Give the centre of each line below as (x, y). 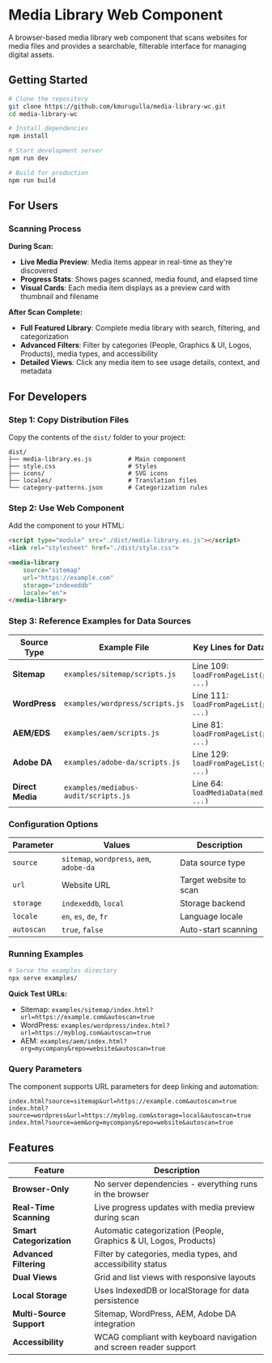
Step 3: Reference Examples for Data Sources (100, 621)
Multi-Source (39, 1314)
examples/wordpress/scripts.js (124, 703)
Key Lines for (219, 647)
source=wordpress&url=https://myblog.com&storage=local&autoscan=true (130, 1116)
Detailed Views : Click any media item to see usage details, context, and (140, 362)
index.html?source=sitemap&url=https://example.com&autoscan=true (123, 1102)
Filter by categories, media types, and (166, 1254)
